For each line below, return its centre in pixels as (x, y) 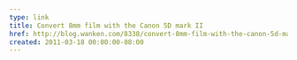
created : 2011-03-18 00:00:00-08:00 (76, 42)
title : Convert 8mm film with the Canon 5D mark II (106, 26)
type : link (29, 17)
